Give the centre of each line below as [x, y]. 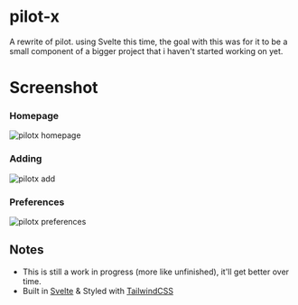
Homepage [34, 116]
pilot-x [35, 17]
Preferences [37, 202]
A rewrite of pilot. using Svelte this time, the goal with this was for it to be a [149, 42]
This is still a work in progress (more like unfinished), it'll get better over [156, 272]
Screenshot [54, 88]
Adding [26, 159]
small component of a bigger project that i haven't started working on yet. [146, 51]
